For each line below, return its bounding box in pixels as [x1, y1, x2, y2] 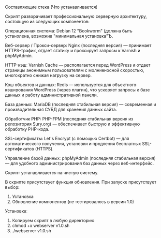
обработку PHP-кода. [5, 126, 50, 132]
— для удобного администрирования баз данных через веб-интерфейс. [5, 161, 154, 166]
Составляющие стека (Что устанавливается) [5, 4, 98, 10]
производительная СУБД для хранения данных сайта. [5, 106, 117, 112]
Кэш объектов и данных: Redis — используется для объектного [5, 82, 137, 88]
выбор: [5, 184, 20, 190]
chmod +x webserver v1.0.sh [12, 223, 70, 228]
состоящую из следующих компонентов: [5, 19, 90, 24]
